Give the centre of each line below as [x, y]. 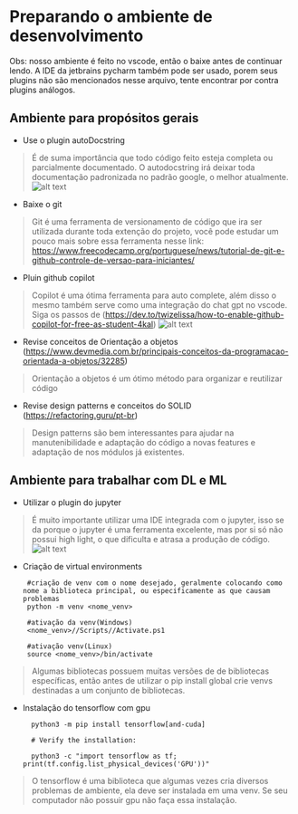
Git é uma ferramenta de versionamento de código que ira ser [147, 221]
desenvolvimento [77, 36]
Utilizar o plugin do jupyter [72, 502]
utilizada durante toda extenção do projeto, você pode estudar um [155, 231]
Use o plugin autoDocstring [73, 140]
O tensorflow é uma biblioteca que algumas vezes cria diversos [150, 780]
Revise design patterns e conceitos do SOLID [107, 406]
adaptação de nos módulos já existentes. [108, 452]
